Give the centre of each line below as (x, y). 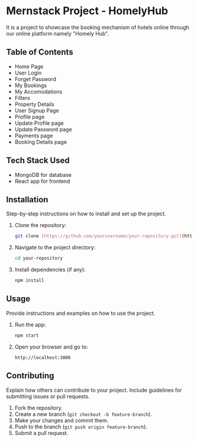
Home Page (29, 66)
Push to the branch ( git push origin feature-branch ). (81, 427)
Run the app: (30, 324)
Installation (27, 199)
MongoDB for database (43, 175)
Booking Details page (40, 142)
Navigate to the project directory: (55, 247)
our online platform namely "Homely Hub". (58, 33)
